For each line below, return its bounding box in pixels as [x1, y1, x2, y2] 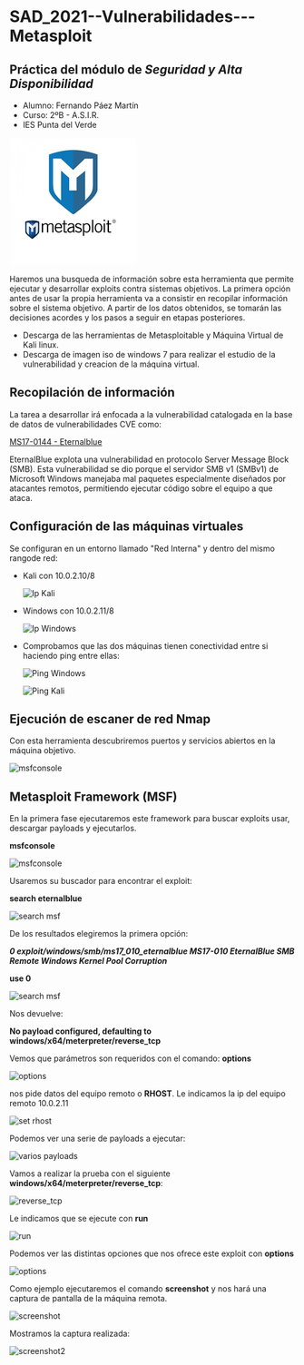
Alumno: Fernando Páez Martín [22, 100, 139, 111]
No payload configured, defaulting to [9, 1026, 152, 1036]
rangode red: [9, 552, 58, 564]
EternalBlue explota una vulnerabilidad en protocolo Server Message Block [9, 454, 289, 465]
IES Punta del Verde [22, 120, 97, 130]
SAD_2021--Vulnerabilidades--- [9, 6, 256, 27]
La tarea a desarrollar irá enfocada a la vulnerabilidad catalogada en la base [9, 408, 293, 419]
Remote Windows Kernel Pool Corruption [9, 956, 168, 967]
